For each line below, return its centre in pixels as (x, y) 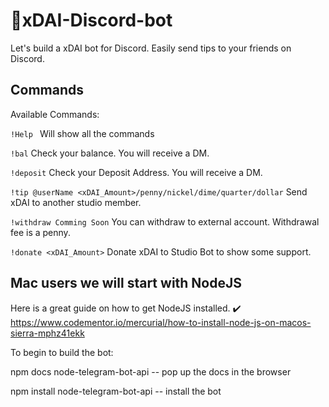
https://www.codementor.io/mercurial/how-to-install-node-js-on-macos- (161, 322)
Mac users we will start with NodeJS (126, 283)
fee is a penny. (40, 232)
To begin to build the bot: (62, 352)
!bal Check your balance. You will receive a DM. (110, 153)
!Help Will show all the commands (82, 133)
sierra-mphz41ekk (47, 333)
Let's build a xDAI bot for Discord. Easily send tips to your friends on (151, 48)
